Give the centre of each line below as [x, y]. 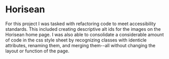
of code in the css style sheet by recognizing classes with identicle [76, 40]
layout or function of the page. [37, 51]
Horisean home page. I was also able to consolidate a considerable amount [84, 34]
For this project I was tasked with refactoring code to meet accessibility [81, 24]
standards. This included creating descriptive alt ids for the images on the [83, 29]
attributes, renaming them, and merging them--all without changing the [80, 45]
